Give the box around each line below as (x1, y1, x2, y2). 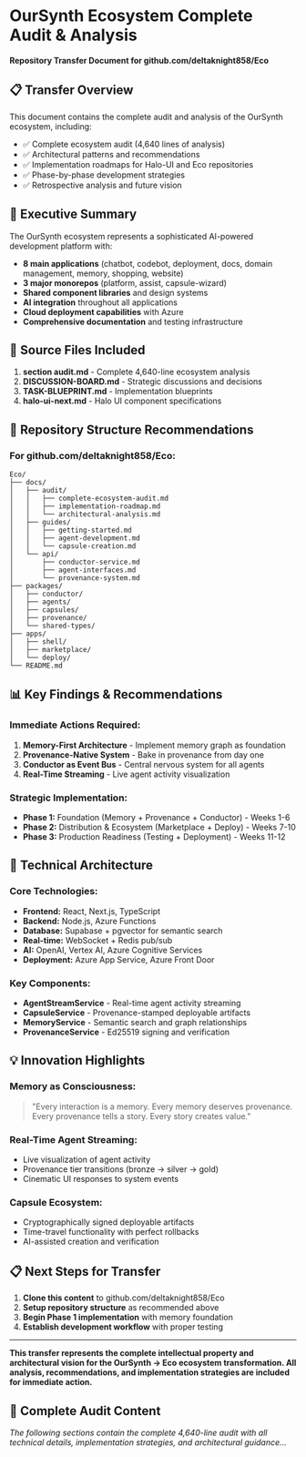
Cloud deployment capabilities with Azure (22, 306, 184, 317)
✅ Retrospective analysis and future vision (22, 179, 182, 190)
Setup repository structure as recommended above (22, 1302, 219, 1313)
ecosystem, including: (9, 120, 93, 132)
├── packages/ (9, 582, 64, 591)
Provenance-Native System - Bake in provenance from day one (22, 749, 264, 760)
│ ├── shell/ (9, 637, 67, 647)
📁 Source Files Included (9, 342, 146, 358)
